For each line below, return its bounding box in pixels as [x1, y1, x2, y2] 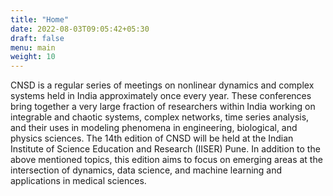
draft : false [10, 33, 65, 43]
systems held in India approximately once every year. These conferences [10, 90, 312, 102]
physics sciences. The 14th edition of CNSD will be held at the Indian [10, 132, 294, 145]
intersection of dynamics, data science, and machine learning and [10, 164, 283, 176]
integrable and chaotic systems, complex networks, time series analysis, [10, 111, 310, 123]
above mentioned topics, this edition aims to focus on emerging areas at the [10, 154, 323, 166]
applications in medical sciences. [10, 175, 147, 187]
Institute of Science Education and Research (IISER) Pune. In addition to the [10, 143, 321, 155]
